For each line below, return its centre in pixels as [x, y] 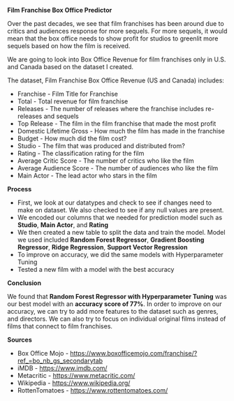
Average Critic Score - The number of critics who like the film [105, 161]
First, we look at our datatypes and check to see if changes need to [114, 203]
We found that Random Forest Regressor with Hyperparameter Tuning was [117, 297]
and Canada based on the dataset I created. [71, 67]
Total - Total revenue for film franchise [73, 101]
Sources [20, 340]
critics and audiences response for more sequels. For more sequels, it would [117, 31]
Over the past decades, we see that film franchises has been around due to [116, 23]
